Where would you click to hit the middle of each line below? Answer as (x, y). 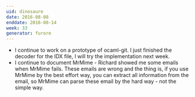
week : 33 (17, 28)
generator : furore (29, 34)
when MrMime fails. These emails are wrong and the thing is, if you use (102, 69)
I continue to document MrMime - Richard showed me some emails (96, 63)
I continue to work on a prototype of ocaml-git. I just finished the (93, 50)
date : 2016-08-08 (27, 17)
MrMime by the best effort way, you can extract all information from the (102, 75)
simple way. (29, 88)
